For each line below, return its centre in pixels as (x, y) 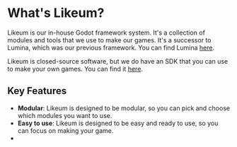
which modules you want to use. (65, 115)
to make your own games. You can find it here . (75, 69)
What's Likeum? (56, 13)
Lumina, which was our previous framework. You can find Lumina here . (111, 47)
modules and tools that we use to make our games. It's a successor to (109, 40)
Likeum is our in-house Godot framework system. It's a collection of (106, 33)
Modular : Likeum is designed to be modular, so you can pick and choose (124, 108)
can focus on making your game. (65, 130)
